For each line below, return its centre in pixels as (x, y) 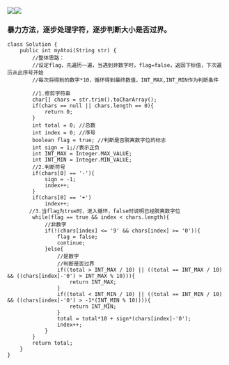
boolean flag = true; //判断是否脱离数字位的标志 (99, 140)
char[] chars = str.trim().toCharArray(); (95, 100)
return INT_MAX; (93, 282)
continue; (71, 243)
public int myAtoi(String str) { (68, 51)
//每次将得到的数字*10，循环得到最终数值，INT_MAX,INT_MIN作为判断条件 (126, 80)
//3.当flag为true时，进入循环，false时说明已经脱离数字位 (105, 211)
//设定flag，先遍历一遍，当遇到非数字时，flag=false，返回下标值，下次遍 (127, 65)
